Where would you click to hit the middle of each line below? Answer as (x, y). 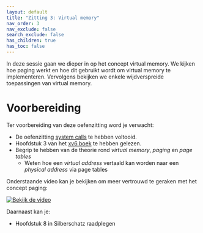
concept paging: (27, 188)
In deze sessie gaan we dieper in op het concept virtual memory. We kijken (101, 63)
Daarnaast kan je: (28, 212)
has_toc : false (26, 47)
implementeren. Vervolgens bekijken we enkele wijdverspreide (85, 77)
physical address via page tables (66, 169)
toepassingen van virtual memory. (49, 83)
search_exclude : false (35, 35)
